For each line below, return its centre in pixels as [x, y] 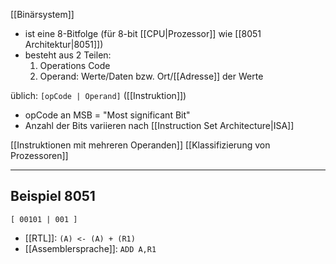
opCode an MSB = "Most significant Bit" [107, 115]
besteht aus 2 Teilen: [68, 55]
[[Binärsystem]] [42, 14]
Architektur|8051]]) [64, 44]
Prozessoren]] [39, 155]
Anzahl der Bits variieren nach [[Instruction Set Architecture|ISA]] [159, 125]
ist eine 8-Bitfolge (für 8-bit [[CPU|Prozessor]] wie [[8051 [143, 33]
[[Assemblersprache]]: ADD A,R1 [90, 248]
